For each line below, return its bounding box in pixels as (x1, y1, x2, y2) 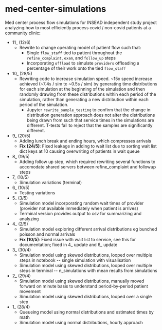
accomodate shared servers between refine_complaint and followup (19, 164, 156, 169)
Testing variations (19, 189, 55, 196)
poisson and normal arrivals (19, 231, 75, 237)
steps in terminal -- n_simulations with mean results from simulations (19, 268, 158, 273)
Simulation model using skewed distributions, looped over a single (19, 293, 152, 299)
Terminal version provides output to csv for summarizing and (19, 210, 142, 216)
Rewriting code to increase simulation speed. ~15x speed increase (19, 76, 152, 82)
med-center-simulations (5, 3, 106, 15)
